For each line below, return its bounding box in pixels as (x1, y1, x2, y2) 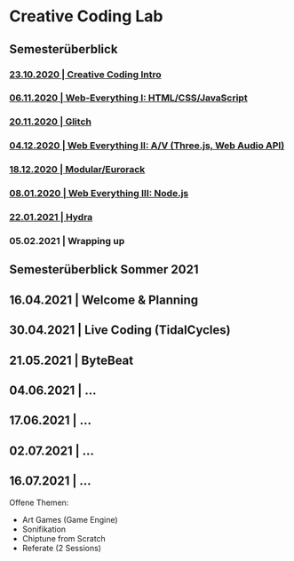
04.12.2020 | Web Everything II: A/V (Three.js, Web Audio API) (9, 139, 285, 152)
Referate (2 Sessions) (21, 542, 102, 553)
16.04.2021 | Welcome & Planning (9, 292, 199, 307)
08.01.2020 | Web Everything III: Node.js (9, 187, 189, 200)
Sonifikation (21, 524, 67, 534)
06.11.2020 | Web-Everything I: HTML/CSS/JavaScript (9, 91, 248, 104)
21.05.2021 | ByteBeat (9, 352, 134, 367)
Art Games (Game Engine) (21, 514, 118, 525)
